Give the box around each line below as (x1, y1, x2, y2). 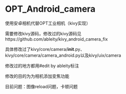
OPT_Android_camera (5, 3, 96, 15)
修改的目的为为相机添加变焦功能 (5, 73, 69, 79)
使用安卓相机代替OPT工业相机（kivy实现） (5, 20, 91, 26)
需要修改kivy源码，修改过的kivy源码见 (5, 30, 82, 36)
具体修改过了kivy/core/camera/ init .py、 (5, 46, 84, 52)
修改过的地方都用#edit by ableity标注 (5, 63, 79, 69)
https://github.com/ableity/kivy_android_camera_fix (5, 36, 108, 42)
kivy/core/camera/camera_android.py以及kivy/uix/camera (5, 52, 121, 58)
